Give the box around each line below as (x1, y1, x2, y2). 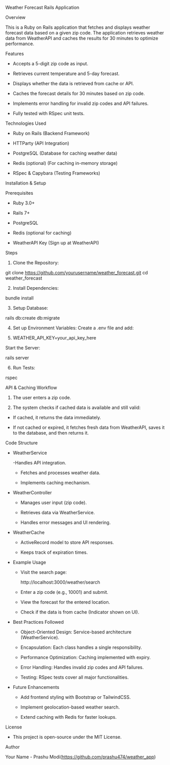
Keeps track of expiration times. (20, 549, 88, 555)
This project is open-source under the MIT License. (12, 734, 122, 740)
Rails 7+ (12, 210, 30, 216)
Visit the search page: (20, 569, 67, 575)
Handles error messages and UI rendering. (20, 519, 111, 526)
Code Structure (5, 440, 38, 446)
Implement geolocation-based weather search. (20, 704, 120, 710)
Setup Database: (12, 305, 48, 311)
